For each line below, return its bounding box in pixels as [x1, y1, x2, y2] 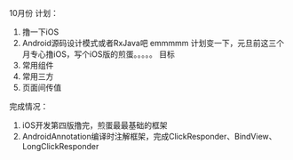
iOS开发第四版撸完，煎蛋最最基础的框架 [21, 120, 168, 131]
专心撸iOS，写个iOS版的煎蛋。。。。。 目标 [29, 49, 175, 60]
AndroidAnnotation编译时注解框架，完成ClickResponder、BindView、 [21, 132, 277, 141]
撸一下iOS [21, 27, 59, 37]
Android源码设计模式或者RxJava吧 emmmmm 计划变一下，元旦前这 [21, 38, 269, 48]
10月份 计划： [9, 8, 59, 18]
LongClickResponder [21, 141, 99, 151]
